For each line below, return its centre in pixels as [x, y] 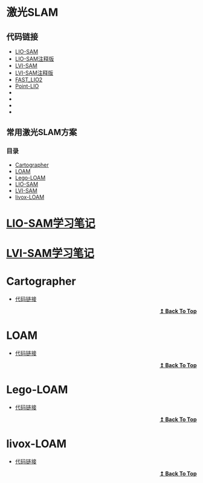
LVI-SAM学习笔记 [50, 254]
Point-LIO [27, 86]
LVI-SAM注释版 [34, 73]
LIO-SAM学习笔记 [51, 223]
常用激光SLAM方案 [42, 132]
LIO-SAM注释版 [34, 59]
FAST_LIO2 [29, 80]
